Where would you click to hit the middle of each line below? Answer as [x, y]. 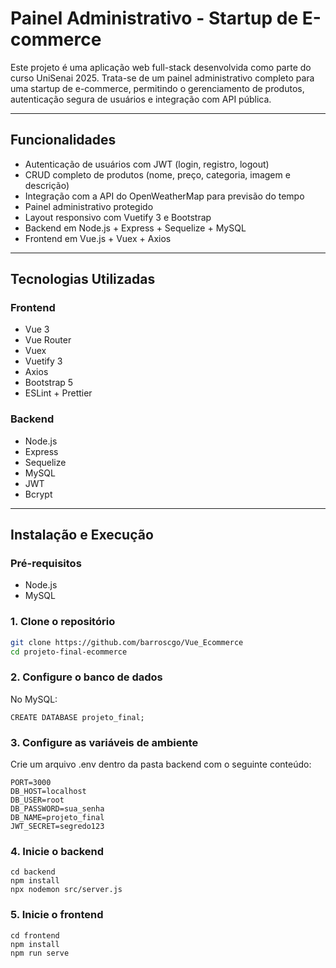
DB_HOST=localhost [48, 792]
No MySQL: [34, 699]
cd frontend [35, 935]
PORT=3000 [31, 783]
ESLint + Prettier [58, 393]
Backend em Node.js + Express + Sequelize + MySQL [135, 228]
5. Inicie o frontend [57, 915]
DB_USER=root [37, 800]
